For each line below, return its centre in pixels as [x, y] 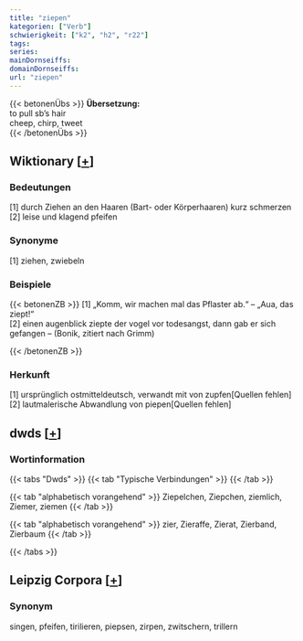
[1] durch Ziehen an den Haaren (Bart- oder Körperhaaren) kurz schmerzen [151, 208]
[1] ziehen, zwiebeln [47, 261]
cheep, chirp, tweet [46, 123]
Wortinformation [47, 459]
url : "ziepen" [37, 78]
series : [24, 52]
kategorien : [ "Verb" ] [51, 27]
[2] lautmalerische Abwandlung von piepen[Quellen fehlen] [120, 404]
